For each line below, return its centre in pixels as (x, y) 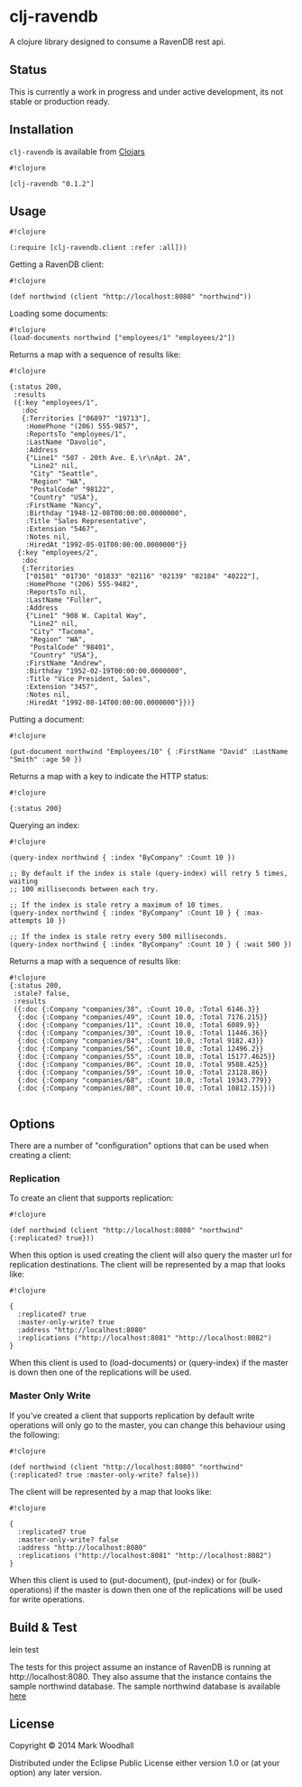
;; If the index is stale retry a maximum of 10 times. (116, 905)
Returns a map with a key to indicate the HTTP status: (109, 777)
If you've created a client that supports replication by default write (132, 1415)
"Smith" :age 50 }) (46, 760)
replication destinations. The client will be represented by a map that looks (147, 1265)
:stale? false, (41, 994)
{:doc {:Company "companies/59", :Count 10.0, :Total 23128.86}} (143, 1073)
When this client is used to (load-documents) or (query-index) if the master (149, 1363)
